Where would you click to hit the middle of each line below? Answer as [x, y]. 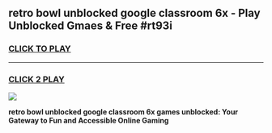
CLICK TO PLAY [40, 49]
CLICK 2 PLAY [36, 79]
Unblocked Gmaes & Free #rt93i [90, 26]
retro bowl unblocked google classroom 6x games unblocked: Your [123, 111]
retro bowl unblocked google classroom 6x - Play [134, 13]
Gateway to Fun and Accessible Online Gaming [89, 120]
